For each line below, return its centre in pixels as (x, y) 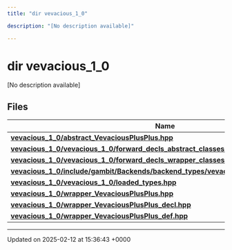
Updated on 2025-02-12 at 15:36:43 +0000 (69, 240)
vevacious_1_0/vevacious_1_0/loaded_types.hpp (94, 183)
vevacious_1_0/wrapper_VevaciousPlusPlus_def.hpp (99, 216)
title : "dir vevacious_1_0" (48, 13)
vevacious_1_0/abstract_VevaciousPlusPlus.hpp (92, 138)
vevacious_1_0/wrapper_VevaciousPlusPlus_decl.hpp (101, 205)
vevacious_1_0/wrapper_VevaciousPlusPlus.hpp (92, 194)
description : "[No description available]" (71, 26)
